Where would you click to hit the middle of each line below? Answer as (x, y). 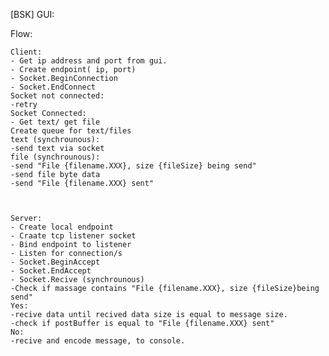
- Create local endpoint (62, 227)
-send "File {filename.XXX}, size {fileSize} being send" (133, 166)
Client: (26, 52)
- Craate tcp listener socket (73, 236)
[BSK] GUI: (32, 14)
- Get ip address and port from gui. (89, 61)
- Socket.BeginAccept (55, 262)
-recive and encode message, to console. (98, 341)
